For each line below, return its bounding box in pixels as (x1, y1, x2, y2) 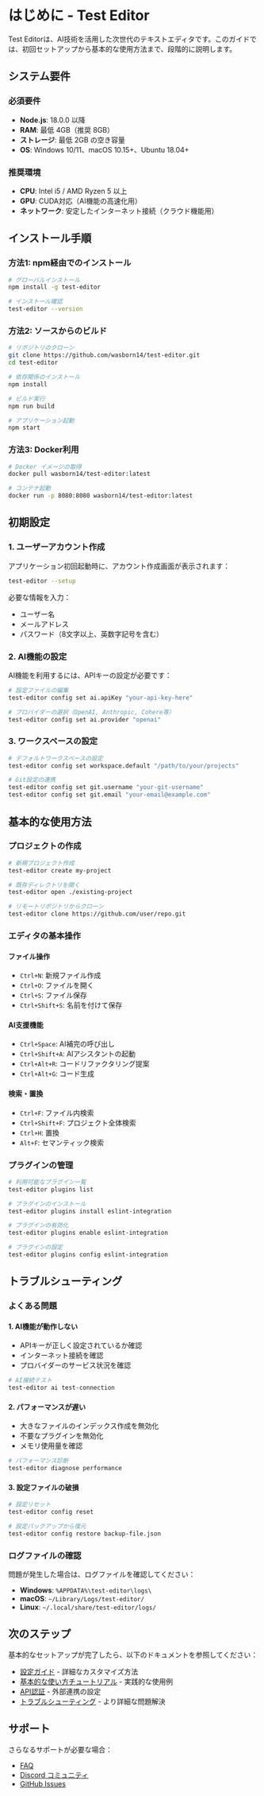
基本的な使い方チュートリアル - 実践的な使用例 (19, 1677, 173, 1686)
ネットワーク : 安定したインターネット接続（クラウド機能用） (19, 206, 219, 215)
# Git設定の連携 (8, 776, 56, 784)
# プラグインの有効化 (8, 1221, 69, 1229)
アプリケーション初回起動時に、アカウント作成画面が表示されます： (8, 561, 231, 571)
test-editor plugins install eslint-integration (8, 1207, 172, 1215)
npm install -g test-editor (8, 283, 101, 292)
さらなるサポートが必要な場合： (8, 1744, 113, 1754)
